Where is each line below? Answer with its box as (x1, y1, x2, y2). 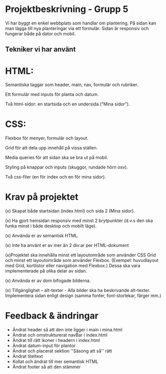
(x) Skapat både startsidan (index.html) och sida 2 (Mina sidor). (5, 208, 135, 214)
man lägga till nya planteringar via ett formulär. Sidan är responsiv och (5, 25, 149, 31)
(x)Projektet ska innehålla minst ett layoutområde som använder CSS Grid (5, 252, 156, 258)
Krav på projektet (5, 191, 79, 203)
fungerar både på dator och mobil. (5, 30, 76, 36)
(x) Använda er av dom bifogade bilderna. (5, 277, 91, 283)
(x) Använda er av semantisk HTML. (5, 232, 79, 238)
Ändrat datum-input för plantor (12, 342, 76, 348)
